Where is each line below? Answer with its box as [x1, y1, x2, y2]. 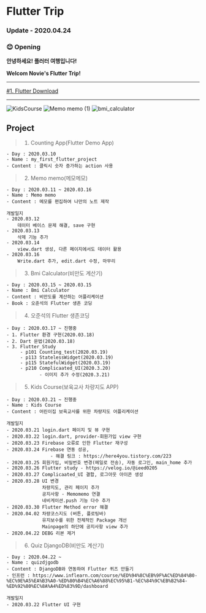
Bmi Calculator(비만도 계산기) [30, 270, 103, 277]
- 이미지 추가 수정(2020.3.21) [39, 372, 110, 378]
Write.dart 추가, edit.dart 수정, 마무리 [17, 258, 116, 265]
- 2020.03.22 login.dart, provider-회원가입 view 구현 [6, 434, 142, 440]
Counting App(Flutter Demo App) [30, 139, 115, 147]
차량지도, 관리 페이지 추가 [42, 485, 100, 491]
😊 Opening [6, 43, 41, 52]
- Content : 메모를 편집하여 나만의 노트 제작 [6, 198, 109, 205]
